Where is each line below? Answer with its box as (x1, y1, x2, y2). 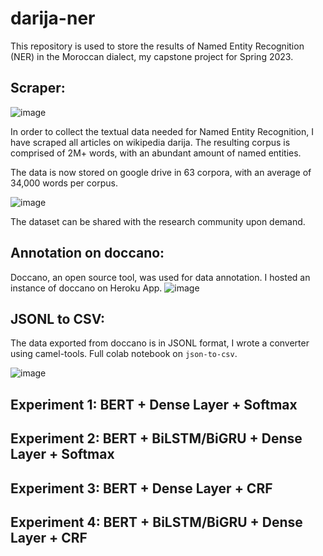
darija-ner (10, 7, 96, 30)
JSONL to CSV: (10, 310, 106, 327)
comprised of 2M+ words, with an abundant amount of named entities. (10, 147, 302, 159)
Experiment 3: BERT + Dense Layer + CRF (10, 480, 273, 497)
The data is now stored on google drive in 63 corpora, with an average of (10, 166, 312, 178)
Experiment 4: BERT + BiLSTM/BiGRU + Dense (10, 513, 303, 531)
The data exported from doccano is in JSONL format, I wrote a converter (10, 337, 310, 349)
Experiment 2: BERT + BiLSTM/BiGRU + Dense (10, 430, 303, 447)
